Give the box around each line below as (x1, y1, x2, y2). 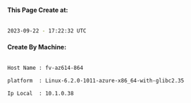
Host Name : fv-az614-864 (7, 64, 83, 72)
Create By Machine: (7, 42, 67, 51)
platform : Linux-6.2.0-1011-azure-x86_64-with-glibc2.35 (7, 78, 185, 85)
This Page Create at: (7, 6, 68, 14)
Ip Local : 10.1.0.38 (7, 90, 74, 97)
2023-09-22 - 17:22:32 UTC (7, 28, 87, 35)
